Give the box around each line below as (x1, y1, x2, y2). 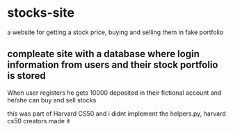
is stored (7, 70, 47, 82)
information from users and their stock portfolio (7, 59, 218, 71)
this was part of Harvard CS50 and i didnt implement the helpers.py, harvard (7, 109, 226, 118)
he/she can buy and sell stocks (7, 95, 97, 104)
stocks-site (7, 5, 75, 21)
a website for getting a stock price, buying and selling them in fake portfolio (7, 28, 224, 36)
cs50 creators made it (7, 116, 70, 125)
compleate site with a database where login (7, 48, 200, 60)
